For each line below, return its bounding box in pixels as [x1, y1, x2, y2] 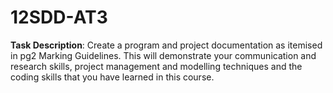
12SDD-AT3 [10, 6, 108, 29]
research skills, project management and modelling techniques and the [10, 60, 303, 72]
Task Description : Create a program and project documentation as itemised [10, 39, 323, 51]
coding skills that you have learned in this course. [10, 71, 215, 83]
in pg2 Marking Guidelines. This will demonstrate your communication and [10, 49, 317, 61]
